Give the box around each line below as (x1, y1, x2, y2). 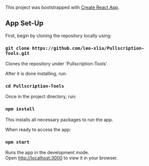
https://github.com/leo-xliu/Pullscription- (32, 45, 144, 51)
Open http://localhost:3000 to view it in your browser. (5, 155, 118, 161)
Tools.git (5, 50, 30, 56)
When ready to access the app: (5, 126, 71, 132)
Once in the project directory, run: (5, 94, 77, 100)
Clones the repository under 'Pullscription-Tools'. (5, 61, 108, 67)
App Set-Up (5, 19, 44, 27)
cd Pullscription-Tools (5, 84, 65, 89)
